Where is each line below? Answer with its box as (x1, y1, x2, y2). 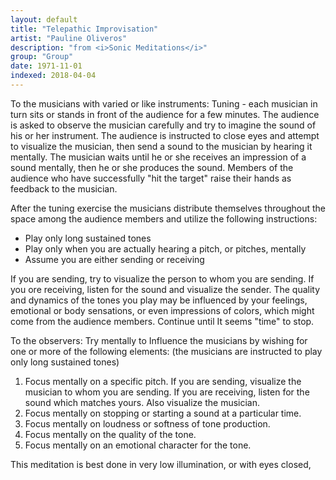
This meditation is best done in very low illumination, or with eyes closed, (10, 458, 312, 470)
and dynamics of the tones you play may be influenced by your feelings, (10, 294, 308, 306)
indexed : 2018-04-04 (10, 71, 97, 81)
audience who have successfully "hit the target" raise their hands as (10, 172, 292, 184)
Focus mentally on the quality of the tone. (24, 428, 197, 440)
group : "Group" (10, 52, 74, 62)
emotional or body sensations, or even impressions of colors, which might (10, 304, 315, 316)
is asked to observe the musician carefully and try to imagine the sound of (10, 119, 317, 131)
